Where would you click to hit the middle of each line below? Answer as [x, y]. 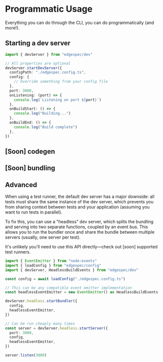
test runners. [18, 252]
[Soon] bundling [30, 168]
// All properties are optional [38, 63]
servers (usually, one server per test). [43, 237]
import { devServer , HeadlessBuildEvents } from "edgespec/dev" [72, 270]
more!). [12, 27]
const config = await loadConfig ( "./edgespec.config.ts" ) [65, 279]
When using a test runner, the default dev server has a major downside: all [80, 196]
